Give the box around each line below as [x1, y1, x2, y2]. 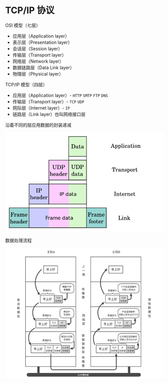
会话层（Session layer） [12, 45, 63, 51]
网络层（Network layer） [12, 58, 64, 64]
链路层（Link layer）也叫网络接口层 [12, 111, 86, 117]
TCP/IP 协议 [5, 5, 55, 16]
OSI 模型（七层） [5, 22, 41, 28]
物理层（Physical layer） [12, 71, 64, 77]
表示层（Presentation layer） [12, 39, 72, 45]
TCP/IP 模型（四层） [5, 81, 48, 87]
